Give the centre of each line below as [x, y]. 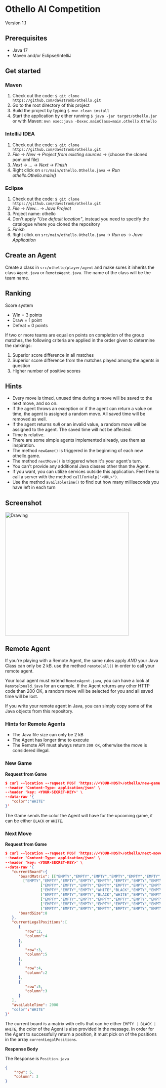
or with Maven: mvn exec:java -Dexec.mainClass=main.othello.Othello [84, 121]
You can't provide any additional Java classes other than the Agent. [81, 466]
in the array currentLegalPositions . [41, 1039]
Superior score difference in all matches [53, 355]
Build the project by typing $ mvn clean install [61, 111]
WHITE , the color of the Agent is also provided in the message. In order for [80, 1029]
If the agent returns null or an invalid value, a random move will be [79, 424]
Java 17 [20, 50]
